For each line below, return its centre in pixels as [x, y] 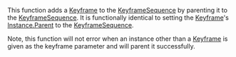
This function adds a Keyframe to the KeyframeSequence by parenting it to [118, 10]
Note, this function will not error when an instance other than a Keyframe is [118, 39]
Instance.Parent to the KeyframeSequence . [71, 25]
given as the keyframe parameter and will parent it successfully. [101, 46]
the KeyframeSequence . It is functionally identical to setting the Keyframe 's [118, 18]
